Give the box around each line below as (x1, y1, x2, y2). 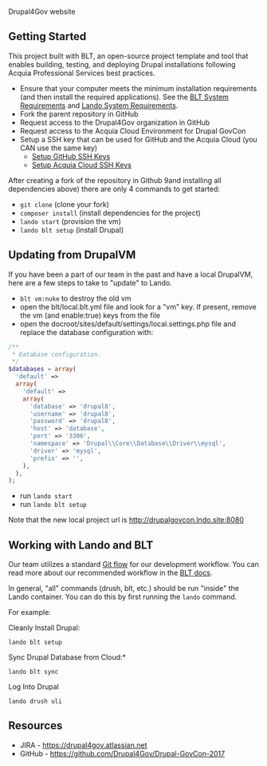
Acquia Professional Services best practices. (8, 68, 155, 78)
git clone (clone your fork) (19, 199, 110, 209)
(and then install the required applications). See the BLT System (19, 92, 230, 102)
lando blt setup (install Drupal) (19, 225, 124, 234)
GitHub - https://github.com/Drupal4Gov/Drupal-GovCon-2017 (19, 748, 226, 758)
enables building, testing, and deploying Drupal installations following (8, 59, 236, 69)
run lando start (19, 491, 73, 501)
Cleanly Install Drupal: (8, 623, 80, 632)
